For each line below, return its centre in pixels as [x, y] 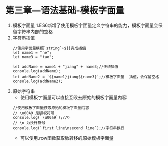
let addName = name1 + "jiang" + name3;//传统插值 [66, 67]
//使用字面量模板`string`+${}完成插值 [49, 48]
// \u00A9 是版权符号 [33, 113]
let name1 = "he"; [32, 53]
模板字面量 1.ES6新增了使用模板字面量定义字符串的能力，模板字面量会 [85, 25]
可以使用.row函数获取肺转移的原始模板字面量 [67, 138]
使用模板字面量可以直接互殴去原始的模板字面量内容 [73, 97]
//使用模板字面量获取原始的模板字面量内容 [51, 108]
